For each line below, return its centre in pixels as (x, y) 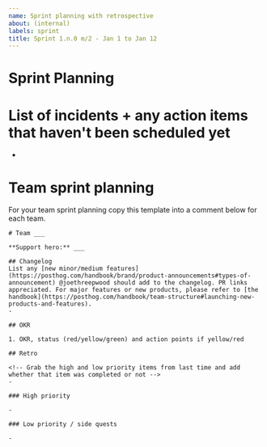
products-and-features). (50, 304)
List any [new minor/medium (56, 269)
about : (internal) (39, 23)
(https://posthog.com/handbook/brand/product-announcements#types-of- (130, 276)
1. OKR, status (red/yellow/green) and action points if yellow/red (126, 339)
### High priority (39, 396)
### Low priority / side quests (63, 424)
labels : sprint (34, 31)
